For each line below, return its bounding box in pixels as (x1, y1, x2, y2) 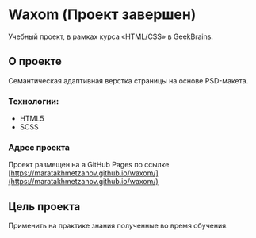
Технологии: (8, 95, 59, 106)
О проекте (8, 55, 62, 68)
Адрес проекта (8, 141, 70, 152)
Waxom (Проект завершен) (8, 6, 197, 24)
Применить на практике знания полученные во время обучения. (8, 221, 228, 231)
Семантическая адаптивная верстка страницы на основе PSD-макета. (8, 75, 249, 85)
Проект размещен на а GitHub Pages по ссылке (8, 160, 170, 170)
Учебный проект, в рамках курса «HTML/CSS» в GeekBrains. (8, 32, 214, 41)
